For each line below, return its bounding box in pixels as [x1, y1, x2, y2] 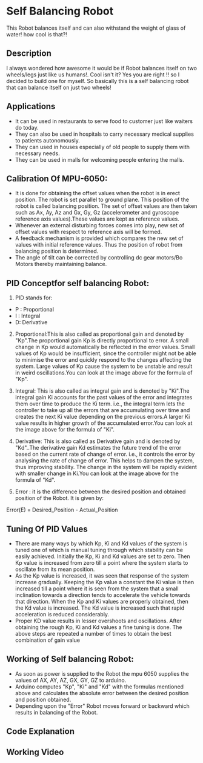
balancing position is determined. [15, 247, 99, 255]
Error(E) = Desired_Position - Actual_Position [6, 506, 118, 513]
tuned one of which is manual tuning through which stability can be [15, 547, 184, 553]
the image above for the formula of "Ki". [15, 426, 115, 433]
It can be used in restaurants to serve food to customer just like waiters [15, 117, 193, 125]
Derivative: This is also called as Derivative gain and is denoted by [15, 438, 181, 445]
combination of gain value [15, 636, 81, 644]
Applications [6, 101, 56, 112]
